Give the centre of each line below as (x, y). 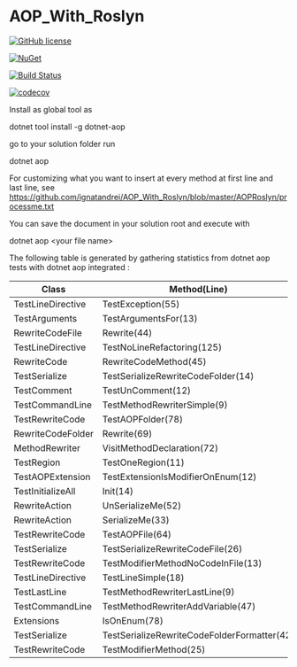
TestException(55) (141, 304)
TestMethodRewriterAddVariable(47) (179, 606)
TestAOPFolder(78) (143, 419)
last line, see (32, 187)
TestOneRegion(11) (143, 462)
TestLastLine (40, 592)
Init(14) (118, 491)
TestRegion (37, 462)
